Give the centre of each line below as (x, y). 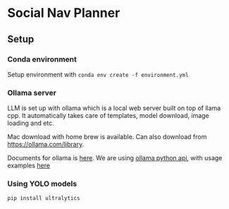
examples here (29, 166)
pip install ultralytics (44, 198)
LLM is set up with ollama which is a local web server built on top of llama (114, 108)
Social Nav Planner (64, 13)
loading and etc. (31, 123)
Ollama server (32, 92)
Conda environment (42, 59)
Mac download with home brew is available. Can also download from (107, 137)
